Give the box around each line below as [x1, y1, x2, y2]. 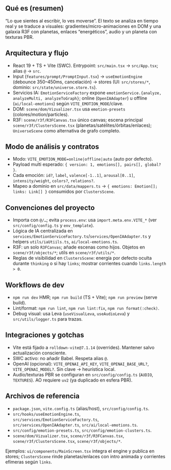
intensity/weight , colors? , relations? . [12, 177, 95, 184]
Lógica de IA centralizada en [12, 228, 73, 234]
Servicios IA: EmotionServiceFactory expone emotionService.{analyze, [12, 89, 162, 96]
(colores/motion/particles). [12, 111, 69, 117]
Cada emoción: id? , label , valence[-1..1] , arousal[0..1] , [12, 172, 135, 178]
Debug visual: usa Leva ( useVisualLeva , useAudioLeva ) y [12, 310, 130, 317]
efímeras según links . [5, 459, 53, 465]
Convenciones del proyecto [5, 203, 95, 212]
